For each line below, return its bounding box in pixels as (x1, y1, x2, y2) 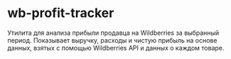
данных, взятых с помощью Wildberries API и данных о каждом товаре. (7, 43, 225, 52)
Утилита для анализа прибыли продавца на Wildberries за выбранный (7, 28, 220, 37)
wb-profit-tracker (7, 5, 114, 21)
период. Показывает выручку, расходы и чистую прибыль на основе (7, 36, 217, 44)
